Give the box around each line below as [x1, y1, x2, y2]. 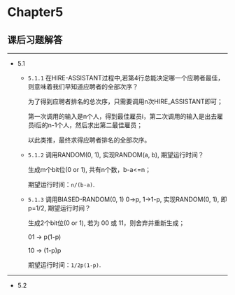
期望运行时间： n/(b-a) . [27, 180, 95, 189]
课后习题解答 [7, 34, 63, 45]
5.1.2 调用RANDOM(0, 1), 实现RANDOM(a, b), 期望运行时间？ [27, 151, 204, 159]
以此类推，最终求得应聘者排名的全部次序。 [27, 136, 151, 144]
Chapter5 [7, 4, 64, 20]
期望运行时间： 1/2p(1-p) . [27, 261, 101, 269]
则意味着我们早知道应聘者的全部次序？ [27, 82, 138, 91]
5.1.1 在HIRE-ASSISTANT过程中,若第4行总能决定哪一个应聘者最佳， [27, 74, 225, 82]
